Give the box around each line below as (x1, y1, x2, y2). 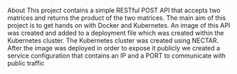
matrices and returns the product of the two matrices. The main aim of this (7, 14, 226, 22)
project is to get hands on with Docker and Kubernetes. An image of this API (7, 21, 231, 29)
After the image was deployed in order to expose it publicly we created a (7, 44, 221, 52)
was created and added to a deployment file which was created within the (7, 28, 224, 37)
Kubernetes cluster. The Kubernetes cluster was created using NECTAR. (7, 36, 219, 45)
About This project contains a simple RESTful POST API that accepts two (7, 6, 221, 14)
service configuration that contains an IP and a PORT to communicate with (7, 51, 226, 60)
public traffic (7, 59, 45, 67)
